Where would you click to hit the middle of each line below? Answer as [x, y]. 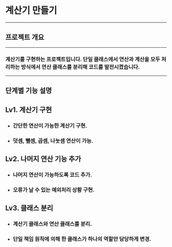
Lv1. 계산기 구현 [29, 110]
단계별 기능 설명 [29, 91]
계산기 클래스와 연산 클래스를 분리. [52, 224]
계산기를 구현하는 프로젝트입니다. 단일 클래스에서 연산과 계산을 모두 [83, 59]
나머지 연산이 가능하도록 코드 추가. [52, 175]
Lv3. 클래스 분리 [29, 208]
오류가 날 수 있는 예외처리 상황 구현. [53, 189]
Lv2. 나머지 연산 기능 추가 [43, 159]
